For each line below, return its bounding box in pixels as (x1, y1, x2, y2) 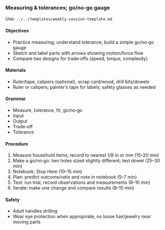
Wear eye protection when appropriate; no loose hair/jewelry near (12, 214, 152, 220)
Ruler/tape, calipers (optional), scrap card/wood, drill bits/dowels (12, 79, 150, 85)
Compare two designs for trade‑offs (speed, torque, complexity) (12, 55, 148, 62)
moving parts (12, 219, 41, 225)
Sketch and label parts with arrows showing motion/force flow (12, 50, 144, 56)
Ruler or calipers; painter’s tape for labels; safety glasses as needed (12, 84, 156, 90)
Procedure (5, 141, 28, 147)
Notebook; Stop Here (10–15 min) (12, 168, 83, 175)
